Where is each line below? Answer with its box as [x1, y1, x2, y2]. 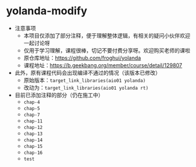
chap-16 [23, 150, 43, 156]
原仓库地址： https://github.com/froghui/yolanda [23, 54, 141, 61]
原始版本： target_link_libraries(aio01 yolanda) [23, 76, 146, 84]
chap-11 [23, 118, 43, 124]
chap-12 [23, 124, 43, 130]
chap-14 [23, 137, 43, 143]
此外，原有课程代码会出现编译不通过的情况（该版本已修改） [14, 69, 161, 76]
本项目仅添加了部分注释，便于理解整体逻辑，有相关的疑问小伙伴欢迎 [23, 31, 191, 39]
